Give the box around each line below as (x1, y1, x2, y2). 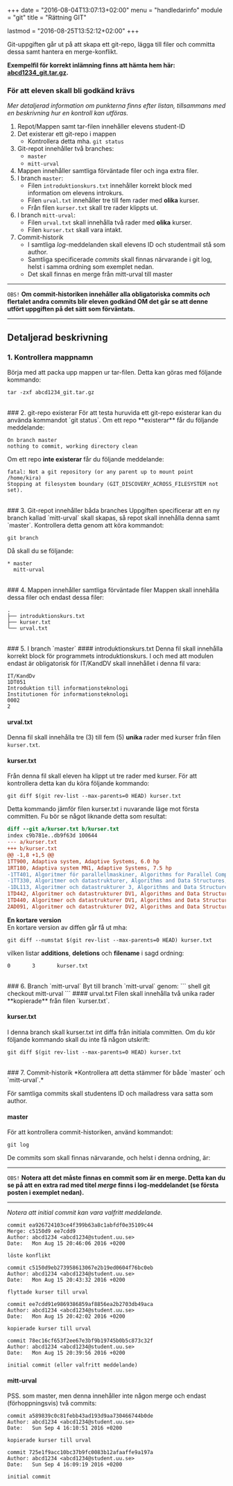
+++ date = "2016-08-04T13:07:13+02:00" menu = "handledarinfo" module (7, 6, 223, 14)
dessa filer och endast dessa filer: (7, 593, 104, 601)
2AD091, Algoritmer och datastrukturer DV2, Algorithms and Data (7, 903, 200, 910)
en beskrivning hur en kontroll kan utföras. (7, 109, 128, 117)
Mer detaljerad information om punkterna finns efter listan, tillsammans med (7, 101, 226, 110)
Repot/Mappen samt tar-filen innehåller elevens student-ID (17, 122, 186, 131)
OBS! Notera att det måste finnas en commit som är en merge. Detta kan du (7, 1174, 225, 1182)
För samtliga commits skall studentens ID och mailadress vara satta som (7, 1089, 214, 1097)
